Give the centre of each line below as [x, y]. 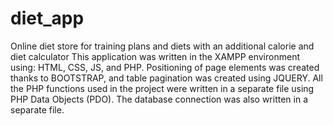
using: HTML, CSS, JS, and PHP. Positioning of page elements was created [165, 67]
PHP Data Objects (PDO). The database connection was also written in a [159, 99]
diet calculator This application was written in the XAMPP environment [155, 56]
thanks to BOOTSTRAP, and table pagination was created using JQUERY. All [166, 78]
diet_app [47, 18]
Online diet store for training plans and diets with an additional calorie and [162, 46]
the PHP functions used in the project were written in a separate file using [162, 88]
